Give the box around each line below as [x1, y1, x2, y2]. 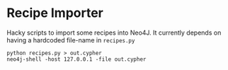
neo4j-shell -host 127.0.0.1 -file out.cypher [6, 55, 147, 63]
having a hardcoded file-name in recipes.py [6, 35, 135, 44]
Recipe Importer [6, 5, 103, 21]
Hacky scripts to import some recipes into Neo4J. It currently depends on [6, 28, 222, 37]
